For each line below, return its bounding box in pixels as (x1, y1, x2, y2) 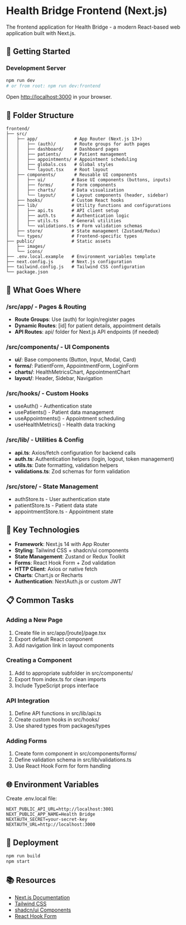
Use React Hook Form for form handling (14, 762, 111, 769)
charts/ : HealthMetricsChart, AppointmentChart (14, 368, 130, 375)
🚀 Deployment (6, 837, 58, 847)
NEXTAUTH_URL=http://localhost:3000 (6, 822, 95, 828)
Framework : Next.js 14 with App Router (14, 540, 110, 547)
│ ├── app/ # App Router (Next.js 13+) (6, 136, 143, 142)
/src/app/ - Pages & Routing (6, 302, 87, 310)
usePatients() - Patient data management (14, 409, 114, 416)
